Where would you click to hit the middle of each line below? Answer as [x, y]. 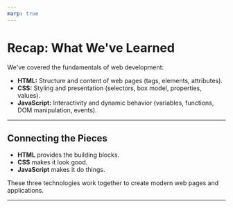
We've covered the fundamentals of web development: [86, 67]
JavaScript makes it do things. [61, 170]
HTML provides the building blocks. [68, 155]
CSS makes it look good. [52, 162]
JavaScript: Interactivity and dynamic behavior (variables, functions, [115, 103]
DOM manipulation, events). [57, 110]
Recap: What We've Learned [91, 47]
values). [28, 95]
